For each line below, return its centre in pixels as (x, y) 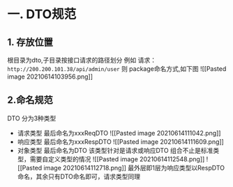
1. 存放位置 (30, 42)
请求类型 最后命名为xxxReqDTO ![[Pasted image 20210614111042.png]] (119, 133)
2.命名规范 (30, 100)
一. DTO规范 (42, 14)
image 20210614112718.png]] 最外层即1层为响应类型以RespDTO (134, 168)
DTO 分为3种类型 (32, 118)
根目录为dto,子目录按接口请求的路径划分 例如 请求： (82, 60)
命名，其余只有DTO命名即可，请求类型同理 (79, 176)
